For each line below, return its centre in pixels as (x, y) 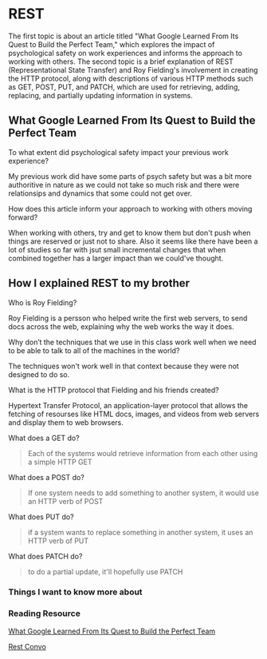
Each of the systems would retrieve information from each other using (143, 453)
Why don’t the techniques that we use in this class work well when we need (132, 342)
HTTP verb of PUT (58, 541)
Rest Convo (27, 646)
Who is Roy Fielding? (43, 302)
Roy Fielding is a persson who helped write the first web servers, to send (128, 318)
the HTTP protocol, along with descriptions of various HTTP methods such (131, 78)
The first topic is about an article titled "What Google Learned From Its (124, 36)
